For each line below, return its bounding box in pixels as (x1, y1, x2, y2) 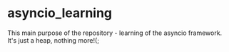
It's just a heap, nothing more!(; (7, 36, 100, 44)
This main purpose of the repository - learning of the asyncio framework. (7, 28, 223, 37)
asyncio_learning (7, 5, 113, 21)
